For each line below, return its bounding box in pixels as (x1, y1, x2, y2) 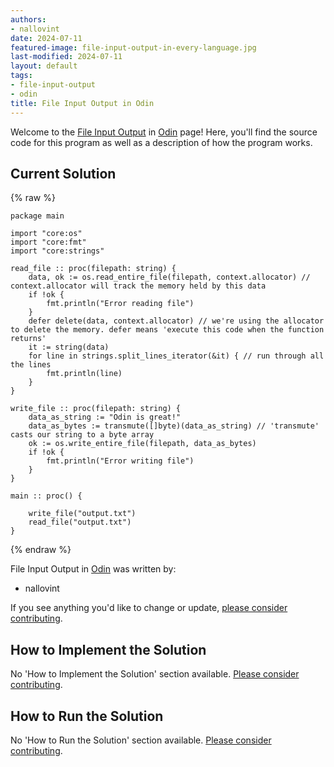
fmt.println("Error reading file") (46, 299, 195, 309)
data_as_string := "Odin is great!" (28, 412, 182, 423)
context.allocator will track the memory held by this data (10, 281, 267, 291)
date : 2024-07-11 (10, 33, 83, 43)
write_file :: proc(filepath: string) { (10, 404, 182, 414)
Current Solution (10, 165, 117, 182)
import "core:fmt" (10, 237, 87, 248)
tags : (10, 71, 33, 81)
